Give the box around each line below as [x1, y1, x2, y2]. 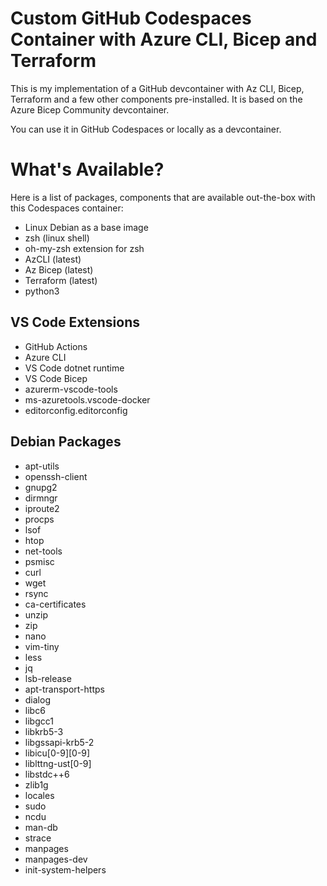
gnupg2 [24, 481, 58, 493]
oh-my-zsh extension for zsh [24, 242, 145, 254]
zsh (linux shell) [24, 232, 90, 244]
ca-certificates [24, 598, 87, 610]
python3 [24, 285, 60, 297]
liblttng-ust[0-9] [24, 757, 92, 769]
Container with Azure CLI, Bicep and [10, 28, 318, 51]
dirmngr [24, 492, 58, 504]
